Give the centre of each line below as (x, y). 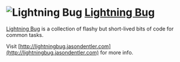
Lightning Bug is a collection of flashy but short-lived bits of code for (90, 29)
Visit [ (13, 46)
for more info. (117, 52)
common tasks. (25, 35)
